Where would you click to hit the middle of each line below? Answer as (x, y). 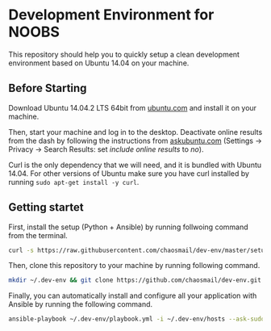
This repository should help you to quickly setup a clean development (124, 54)
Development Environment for (111, 15)
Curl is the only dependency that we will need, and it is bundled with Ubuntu (135, 165)
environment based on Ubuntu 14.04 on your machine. (99, 63)
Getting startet (46, 207)
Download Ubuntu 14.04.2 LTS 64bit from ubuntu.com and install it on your (132, 107)
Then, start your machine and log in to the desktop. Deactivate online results (135, 132)
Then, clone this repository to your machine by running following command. (134, 266)
